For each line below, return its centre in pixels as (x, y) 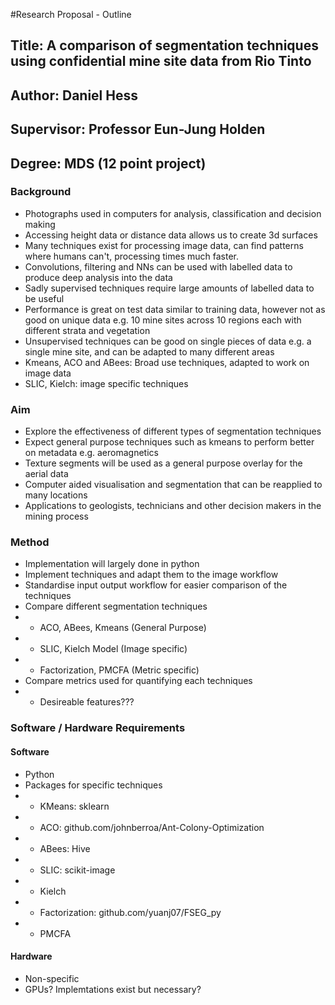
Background (41, 192)
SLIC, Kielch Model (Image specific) (113, 649)
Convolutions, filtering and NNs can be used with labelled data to (158, 266)
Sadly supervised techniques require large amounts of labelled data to (169, 288)
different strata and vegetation (87, 330)
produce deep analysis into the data (98, 277)
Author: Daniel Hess (74, 95)
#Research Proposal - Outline (71, 14)
